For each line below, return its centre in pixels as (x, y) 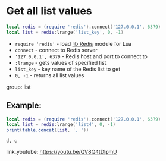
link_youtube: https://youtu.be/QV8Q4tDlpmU (62, 152)
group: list (18, 87)
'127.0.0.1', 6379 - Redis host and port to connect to (81, 56)
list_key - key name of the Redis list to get (68, 69)
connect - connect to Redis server (56, 50)
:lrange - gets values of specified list (60, 62)
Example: (24, 105)
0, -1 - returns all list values (49, 75)
